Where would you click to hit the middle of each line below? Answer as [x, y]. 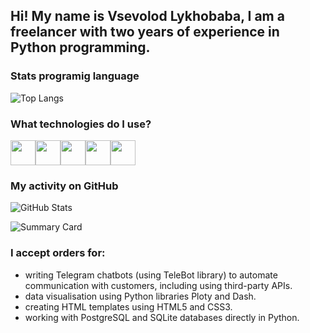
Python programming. [80, 47]
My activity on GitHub [64, 186]
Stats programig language [75, 76]
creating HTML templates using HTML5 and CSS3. [128, 306]
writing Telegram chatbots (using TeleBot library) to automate [151, 275]
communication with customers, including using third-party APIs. [158, 285]
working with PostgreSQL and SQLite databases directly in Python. [162, 317]
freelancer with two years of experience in [145, 32]
